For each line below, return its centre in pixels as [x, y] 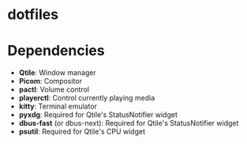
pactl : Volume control [54, 89]
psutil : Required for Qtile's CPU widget [82, 131]
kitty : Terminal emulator [58, 106]
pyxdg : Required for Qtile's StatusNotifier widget [98, 115]
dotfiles [33, 15]
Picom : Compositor [50, 81]
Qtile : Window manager [57, 73]
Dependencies [56, 51]
